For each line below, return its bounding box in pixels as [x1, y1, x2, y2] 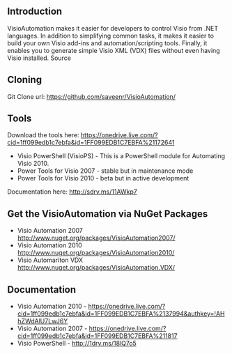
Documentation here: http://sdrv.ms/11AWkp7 [7, 187, 137, 196]
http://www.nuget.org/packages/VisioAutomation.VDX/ [17, 263, 176, 272]
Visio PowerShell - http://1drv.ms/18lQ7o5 [17, 339, 137, 348]
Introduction [7, 6, 63, 17]
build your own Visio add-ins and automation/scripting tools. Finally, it [7, 38, 208, 47]
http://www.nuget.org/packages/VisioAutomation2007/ [17, 233, 176, 243]
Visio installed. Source [7, 54, 72, 62]
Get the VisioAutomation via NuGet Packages [7, 208, 208, 220]
